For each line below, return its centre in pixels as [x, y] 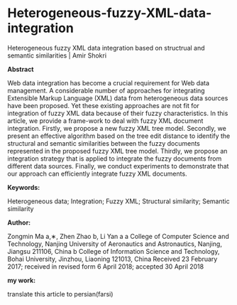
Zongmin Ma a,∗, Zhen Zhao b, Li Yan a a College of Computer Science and [118, 236]
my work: [22, 280]
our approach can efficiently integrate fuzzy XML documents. [97, 173]
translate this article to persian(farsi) [60, 294]
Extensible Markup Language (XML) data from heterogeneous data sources [118, 98]
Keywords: [24, 187]
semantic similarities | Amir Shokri [57, 55]
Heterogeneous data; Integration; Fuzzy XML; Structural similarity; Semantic [118, 201]
